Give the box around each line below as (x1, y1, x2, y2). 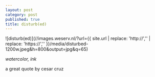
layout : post (5, 7, 33, 13)
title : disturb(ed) (5, 21, 47, 27)
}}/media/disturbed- (46, 41, 88, 47)
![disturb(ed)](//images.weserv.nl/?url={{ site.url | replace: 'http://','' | (5, 35, 151, 42)
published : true (5, 17, 40, 22)
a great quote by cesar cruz (5, 66, 64, 72)
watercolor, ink (5, 56, 37, 62)
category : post (5, 12, 38, 17)
